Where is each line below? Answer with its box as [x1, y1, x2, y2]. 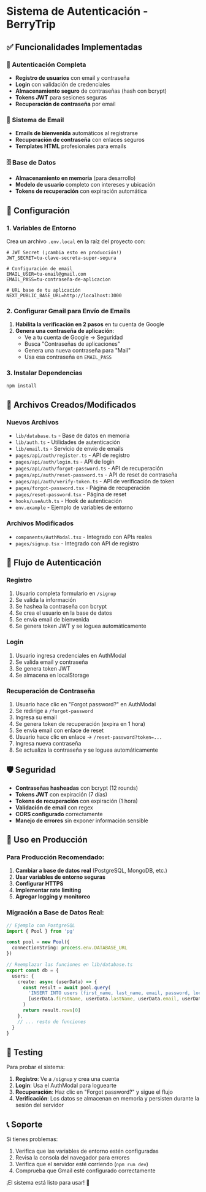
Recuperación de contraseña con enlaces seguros [15, 136, 145, 144]
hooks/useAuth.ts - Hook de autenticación [15, 497, 123, 505]
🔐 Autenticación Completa [6, 60, 86, 69]
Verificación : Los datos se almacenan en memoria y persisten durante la [15, 1095, 200, 1102]
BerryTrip [6, 17, 56, 31]
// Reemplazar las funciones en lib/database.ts [6, 962, 133, 968]
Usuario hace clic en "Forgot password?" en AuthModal [15, 700, 156, 707]
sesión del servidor [15, 1101, 64, 1109]
